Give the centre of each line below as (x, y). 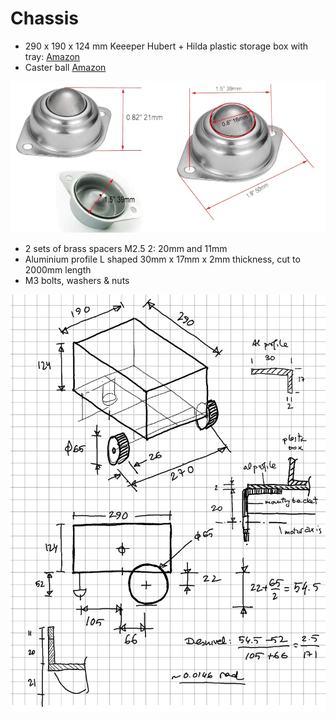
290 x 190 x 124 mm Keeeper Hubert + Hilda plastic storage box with (166, 46)
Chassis (45, 18)
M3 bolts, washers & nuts (77, 281)
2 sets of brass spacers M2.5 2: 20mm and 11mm (126, 249)
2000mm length (58, 270)
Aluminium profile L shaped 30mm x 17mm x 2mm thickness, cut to (162, 259)
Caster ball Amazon (65, 67)
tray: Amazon (52, 56)
